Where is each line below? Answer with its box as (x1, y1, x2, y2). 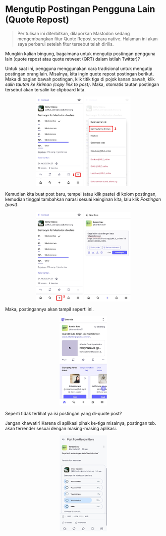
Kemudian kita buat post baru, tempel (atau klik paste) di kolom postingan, (5, 191, 157, 197)
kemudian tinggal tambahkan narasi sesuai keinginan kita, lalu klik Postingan (5, 196, 161, 202)
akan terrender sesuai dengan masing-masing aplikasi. (5, 426, 117, 432)
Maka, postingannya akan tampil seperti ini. (5, 306, 94, 312)
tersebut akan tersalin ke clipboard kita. (5, 86, 86, 92)
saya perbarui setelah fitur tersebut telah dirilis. (17, 41, 114, 47)
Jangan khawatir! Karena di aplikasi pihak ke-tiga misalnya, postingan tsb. (5, 420, 156, 426)
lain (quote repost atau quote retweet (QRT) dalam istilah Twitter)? (5, 56, 140, 62)
